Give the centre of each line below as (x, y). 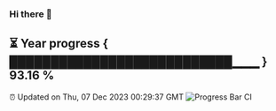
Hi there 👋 (31, 14)
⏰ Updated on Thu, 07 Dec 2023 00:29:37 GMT (97, 97)
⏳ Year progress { (59, 44)
